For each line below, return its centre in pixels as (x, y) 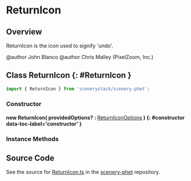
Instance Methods (32, 139)
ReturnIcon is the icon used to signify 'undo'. (60, 46)
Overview (24, 32)
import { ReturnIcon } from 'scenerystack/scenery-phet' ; (78, 89)
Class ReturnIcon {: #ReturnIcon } (69, 76)
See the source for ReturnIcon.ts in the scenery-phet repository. (83, 172)
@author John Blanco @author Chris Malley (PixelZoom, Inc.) (80, 57)
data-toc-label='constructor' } (44, 124)
